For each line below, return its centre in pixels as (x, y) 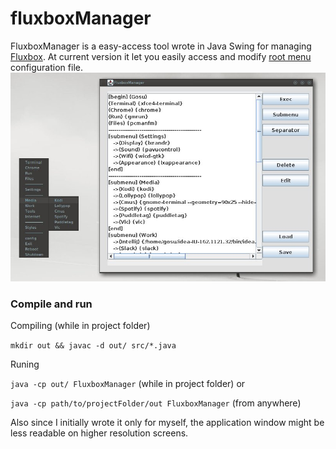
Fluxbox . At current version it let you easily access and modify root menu (161, 56)
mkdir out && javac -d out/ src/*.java (93, 345)
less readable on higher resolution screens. (99, 433)
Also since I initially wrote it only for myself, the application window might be (167, 422)
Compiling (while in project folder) (80, 325)
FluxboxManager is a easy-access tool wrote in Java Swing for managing (161, 46)
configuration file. (46, 67)
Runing (25, 364)
